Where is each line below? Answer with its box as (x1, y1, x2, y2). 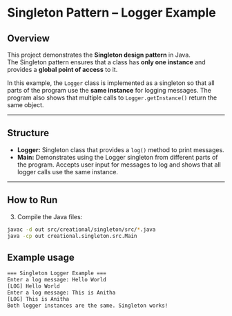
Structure (7, 127, 50, 139)
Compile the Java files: (17, 212, 83, 221)
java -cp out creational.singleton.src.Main (7, 232, 137, 239)
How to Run (7, 194, 58, 206)
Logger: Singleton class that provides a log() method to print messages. (17, 145, 224, 154)
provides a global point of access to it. (7, 66, 118, 73)
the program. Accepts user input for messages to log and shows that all (17, 160, 221, 169)
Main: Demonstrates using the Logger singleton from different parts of (17, 153, 218, 161)
